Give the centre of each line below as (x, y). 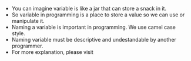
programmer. (27, 46)
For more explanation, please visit (53, 52)
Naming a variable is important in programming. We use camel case (94, 27)
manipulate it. (28, 21)
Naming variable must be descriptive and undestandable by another (94, 40)
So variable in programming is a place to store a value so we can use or (98, 15)
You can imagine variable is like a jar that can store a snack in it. (89, 9)
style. (18, 33)
